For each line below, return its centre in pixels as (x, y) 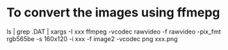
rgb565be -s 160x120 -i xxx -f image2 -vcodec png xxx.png (92, 38)
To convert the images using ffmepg (113, 13)
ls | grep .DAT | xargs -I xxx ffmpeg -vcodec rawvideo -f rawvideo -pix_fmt (114, 32)
